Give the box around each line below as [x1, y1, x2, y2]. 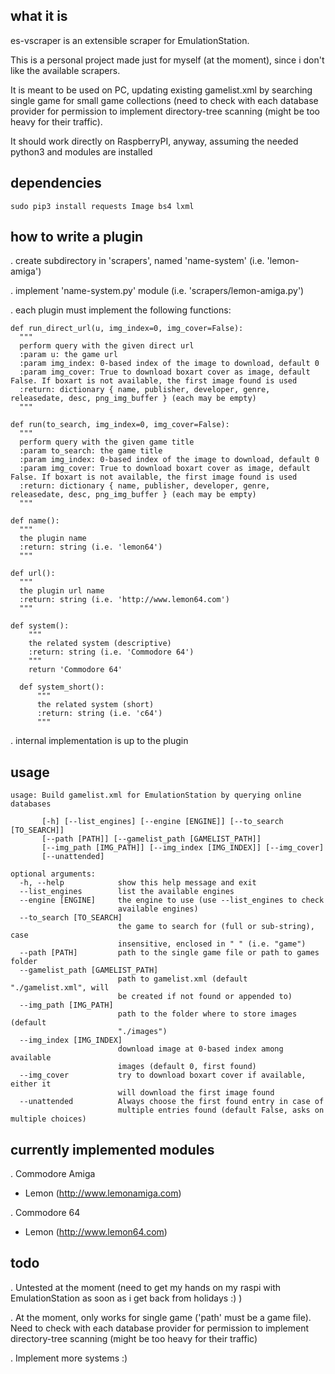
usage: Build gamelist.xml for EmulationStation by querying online [10, 790, 302, 801]
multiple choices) [10, 1114, 87, 1124]
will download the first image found [117, 1088, 275, 1098]
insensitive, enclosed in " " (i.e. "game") [117, 939, 307, 949]
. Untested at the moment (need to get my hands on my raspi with [10, 1281, 282, 1293]
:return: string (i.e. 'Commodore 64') [28, 647, 195, 658]
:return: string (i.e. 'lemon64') [19, 542, 163, 553]
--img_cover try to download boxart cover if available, [19, 1070, 307, 1081]
